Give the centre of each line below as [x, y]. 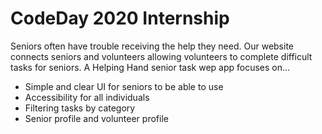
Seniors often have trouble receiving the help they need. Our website [152, 46]
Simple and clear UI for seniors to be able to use [124, 86]
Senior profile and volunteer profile [96, 118]
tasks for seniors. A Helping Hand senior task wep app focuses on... [150, 67]
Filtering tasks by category [80, 108]
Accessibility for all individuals [87, 97]
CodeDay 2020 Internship [120, 18]
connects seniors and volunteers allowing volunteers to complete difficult [161, 56]
